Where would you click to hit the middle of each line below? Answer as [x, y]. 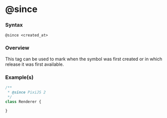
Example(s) [19, 77]
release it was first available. [35, 64]
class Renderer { [23, 101]
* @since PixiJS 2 [27, 92]
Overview [17, 48]
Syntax [14, 25]
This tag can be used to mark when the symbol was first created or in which [84, 59]
